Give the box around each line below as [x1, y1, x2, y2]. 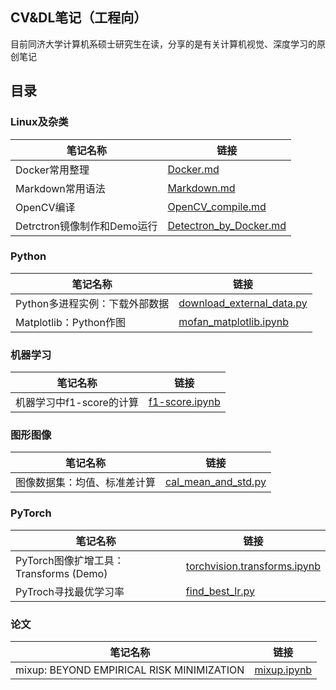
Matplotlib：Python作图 [15, 315, 126, 329]
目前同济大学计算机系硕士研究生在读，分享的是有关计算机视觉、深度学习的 [10, 38, 317, 50]
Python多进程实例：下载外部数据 [15, 296, 170, 310]
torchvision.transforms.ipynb [185, 559, 321, 573]
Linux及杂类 [10, 115, 69, 129]
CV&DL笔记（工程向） [10, 9, 148, 27]
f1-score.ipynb [148, 395, 221, 409]
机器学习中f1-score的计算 [15, 396, 139, 410]
